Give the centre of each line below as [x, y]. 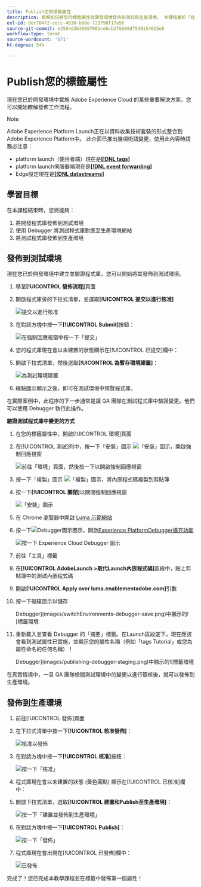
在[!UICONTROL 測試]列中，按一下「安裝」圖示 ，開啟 [101, 447]
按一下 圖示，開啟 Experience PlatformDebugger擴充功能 [104, 531]
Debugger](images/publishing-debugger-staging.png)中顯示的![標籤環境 [105, 662]
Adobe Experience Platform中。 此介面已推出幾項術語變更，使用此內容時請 [99, 139]
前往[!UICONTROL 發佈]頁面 [50, 718]
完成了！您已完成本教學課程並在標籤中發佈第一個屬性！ [75, 878]
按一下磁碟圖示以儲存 [41, 601]
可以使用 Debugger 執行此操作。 [47, 409]
